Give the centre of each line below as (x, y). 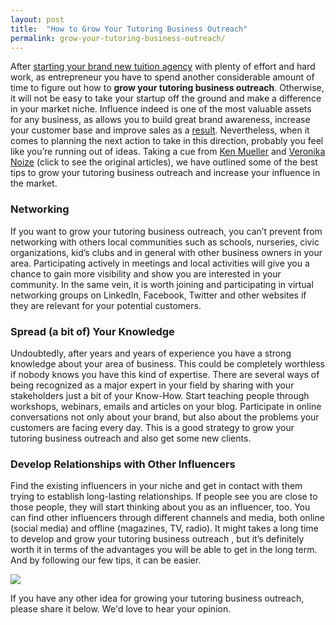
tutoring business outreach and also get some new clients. (131, 438)
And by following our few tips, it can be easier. (106, 560)
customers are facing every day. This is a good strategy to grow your (152, 427)
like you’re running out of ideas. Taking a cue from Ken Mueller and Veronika (168, 152)
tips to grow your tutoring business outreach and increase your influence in (165, 173)
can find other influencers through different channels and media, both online (167, 518)
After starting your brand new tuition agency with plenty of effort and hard (163, 67)
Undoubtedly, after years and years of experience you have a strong (151, 353)
